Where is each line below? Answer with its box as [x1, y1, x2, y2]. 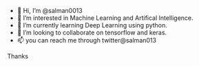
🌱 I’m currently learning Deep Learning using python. [17, 21, 167, 29]
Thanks [7, 52, 29, 60]
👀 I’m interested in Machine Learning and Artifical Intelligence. [17, 14, 194, 22]
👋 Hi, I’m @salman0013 [17, 7, 83, 14]
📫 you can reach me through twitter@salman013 [17, 36, 157, 44]
